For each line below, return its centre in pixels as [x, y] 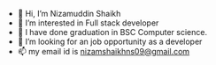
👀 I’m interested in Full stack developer [88, 23]
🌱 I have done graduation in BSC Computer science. [112, 32]
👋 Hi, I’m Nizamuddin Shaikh [69, 14]
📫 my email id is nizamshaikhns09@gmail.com [104, 51]
